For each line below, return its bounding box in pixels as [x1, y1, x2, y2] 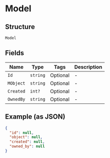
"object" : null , [9, 135, 43, 140]
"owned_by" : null [9, 144, 45, 149]
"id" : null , [9, 130, 34, 135]
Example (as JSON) [5, 113, 65, 121]
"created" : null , [9, 139, 45, 144]
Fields [5, 49, 25, 57]
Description [74, 63, 102, 70]
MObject [7, 80, 26, 86]
